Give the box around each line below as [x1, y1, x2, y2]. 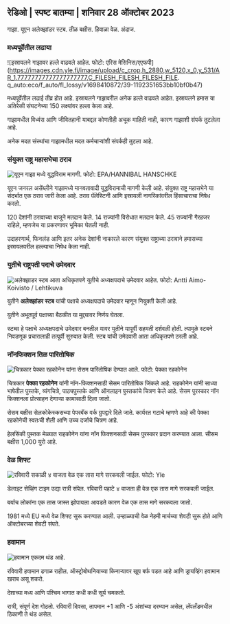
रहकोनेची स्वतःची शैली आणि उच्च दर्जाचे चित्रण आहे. [7, 416, 119, 424]
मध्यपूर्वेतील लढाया [7, 43, 51, 52]
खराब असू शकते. [7, 574, 45, 583]
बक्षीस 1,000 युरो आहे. [7, 438, 58, 446]
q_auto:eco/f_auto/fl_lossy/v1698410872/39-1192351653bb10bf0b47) [7, 80, 203, 89]
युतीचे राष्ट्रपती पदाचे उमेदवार [7, 260, 76, 270]
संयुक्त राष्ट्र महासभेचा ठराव [7, 155, 72, 164]
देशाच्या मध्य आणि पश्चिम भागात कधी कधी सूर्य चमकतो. [7, 588, 126, 596]
